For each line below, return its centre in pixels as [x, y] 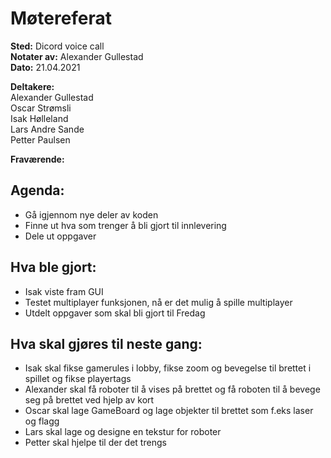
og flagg [42, 421]
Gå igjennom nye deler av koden [91, 214]
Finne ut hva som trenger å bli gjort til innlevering [125, 225]
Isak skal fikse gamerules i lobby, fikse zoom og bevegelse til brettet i [168, 368]
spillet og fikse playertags [78, 379]
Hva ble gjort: [53, 267]
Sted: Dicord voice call [57, 46]
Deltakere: [32, 86]
